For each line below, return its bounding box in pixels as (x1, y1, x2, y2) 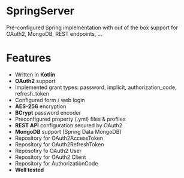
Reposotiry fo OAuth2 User (14, 147, 82, 154)
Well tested (14, 166, 44, 173)
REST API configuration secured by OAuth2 (14, 121, 123, 129)
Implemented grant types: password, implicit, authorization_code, (14, 84, 177, 91)
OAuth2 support (14, 77, 56, 84)
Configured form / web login (14, 96, 85, 103)
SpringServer (6, 4, 75, 18)
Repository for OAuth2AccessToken (14, 134, 104, 142)
